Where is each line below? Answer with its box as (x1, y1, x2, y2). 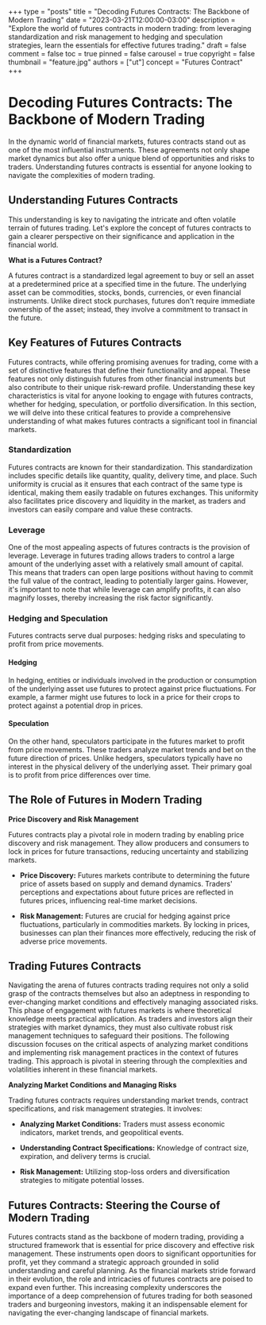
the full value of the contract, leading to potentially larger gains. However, (8, 576, 249, 586)
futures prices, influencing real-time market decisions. (19, 895, 198, 905)
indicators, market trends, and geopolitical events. (19, 1128, 184, 1138)
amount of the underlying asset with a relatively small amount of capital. (8, 559, 244, 569)
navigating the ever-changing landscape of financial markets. (8, 1308, 209, 1318)
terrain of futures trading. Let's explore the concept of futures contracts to (8, 222, 252, 233)
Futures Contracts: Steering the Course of (8, 1199, 221, 1212)
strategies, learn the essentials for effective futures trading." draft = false (8, 41, 247, 50)
